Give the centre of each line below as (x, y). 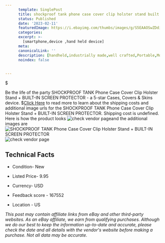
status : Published (37, 19)
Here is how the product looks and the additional (76, 119)
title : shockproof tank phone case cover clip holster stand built (89, 14)
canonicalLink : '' (37, 51)
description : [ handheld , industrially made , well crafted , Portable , (87, 55)
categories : (30, 32)
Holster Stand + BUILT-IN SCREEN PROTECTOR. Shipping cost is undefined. (82, 113)
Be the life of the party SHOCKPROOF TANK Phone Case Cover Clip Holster (82, 92)
